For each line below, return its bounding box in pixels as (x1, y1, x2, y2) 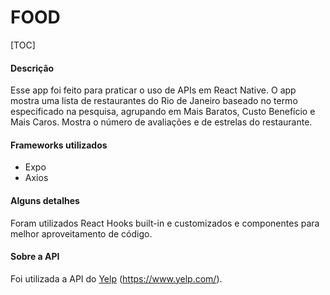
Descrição (10, 62, 55, 74)
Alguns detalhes (10, 194, 80, 206)
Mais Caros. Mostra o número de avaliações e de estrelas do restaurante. (10, 116, 313, 128)
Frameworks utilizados (10, 139, 108, 151)
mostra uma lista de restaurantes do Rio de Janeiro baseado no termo (10, 95, 298, 107)
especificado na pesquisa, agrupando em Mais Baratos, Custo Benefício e (10, 106, 316, 118)
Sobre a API (10, 251, 60, 263)
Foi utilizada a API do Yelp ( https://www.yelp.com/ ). (10, 272, 223, 285)
